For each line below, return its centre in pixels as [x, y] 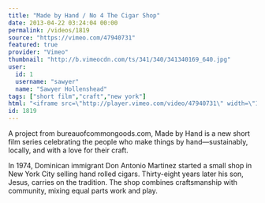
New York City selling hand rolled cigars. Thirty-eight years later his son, [126, 174]
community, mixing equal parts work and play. [83, 191]
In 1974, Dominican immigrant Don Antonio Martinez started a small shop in [130, 165]
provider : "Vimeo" [38, 52]
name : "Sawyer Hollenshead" [62, 89]
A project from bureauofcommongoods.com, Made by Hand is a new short [129, 133]
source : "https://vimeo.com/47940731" [72, 38]
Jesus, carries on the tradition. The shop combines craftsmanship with [123, 182]
